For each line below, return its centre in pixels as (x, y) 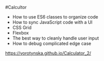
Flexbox (20, 33)
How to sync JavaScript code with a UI (52, 22)
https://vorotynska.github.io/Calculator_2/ (48, 53)
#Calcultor (16, 7)
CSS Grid (22, 27)
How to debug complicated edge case (52, 43)
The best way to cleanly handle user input (55, 38)
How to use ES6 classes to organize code (55, 17)
